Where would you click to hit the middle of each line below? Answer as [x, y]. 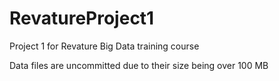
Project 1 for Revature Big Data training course [104, 46]
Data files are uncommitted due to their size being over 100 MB [139, 65]
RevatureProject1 [82, 18]
